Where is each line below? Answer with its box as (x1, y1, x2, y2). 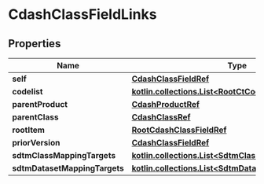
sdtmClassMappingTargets (12, 150, 116, 160)
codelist (12, 86, 43, 97)
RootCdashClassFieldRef (131, 124, 227, 135)
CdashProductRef (131, 99, 200, 109)
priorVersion (12, 138, 60, 148)
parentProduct (12, 99, 68, 109)
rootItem (12, 124, 46, 135)
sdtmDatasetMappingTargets (12, 163, 124, 174)
